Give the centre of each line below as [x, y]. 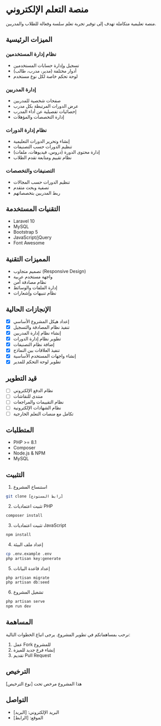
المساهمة [19, 622]
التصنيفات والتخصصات [30, 171]
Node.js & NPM [29, 453]
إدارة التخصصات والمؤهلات [39, 117]
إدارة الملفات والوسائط [35, 288]
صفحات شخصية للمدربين [37, 100]
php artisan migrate [28, 578]
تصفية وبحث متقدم [31, 187]
